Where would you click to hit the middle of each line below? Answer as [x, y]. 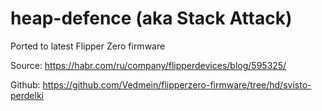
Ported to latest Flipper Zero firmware [88, 46]
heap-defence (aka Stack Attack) [151, 18]
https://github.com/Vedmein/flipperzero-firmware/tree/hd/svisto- [177, 84]
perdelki [27, 95]
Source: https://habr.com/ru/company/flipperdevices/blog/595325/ [148, 65]
